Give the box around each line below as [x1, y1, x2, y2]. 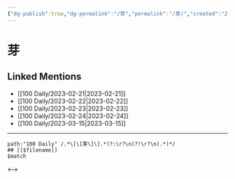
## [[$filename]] [7, 146, 58, 154]
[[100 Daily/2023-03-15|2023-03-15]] [17, 119, 126, 127]
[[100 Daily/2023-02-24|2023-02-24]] [17, 111, 129, 120]
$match [7, 152, 27, 159]
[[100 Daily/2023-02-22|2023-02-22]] [17, 96, 128, 105]
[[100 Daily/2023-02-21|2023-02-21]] [17, 89, 126, 98]
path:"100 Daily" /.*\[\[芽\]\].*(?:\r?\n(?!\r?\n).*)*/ [7, 141, 176, 148]
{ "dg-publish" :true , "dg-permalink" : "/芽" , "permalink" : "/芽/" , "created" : [7, 10, 222, 17]
